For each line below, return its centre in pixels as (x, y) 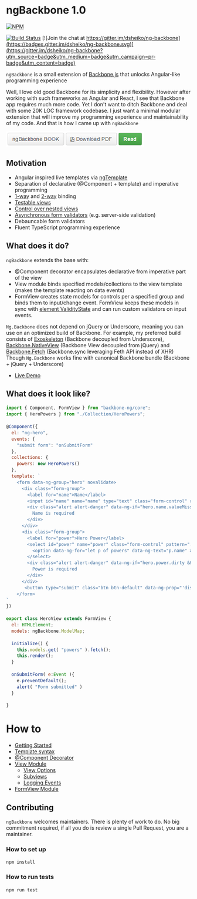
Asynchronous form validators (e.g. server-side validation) (85, 214)
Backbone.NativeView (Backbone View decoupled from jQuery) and (88, 345)
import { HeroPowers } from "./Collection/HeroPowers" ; (76, 414)
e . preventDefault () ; (42, 680)
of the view (28, 277)
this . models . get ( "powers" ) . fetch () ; (64, 650)
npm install (21, 862)
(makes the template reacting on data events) (69, 290)
